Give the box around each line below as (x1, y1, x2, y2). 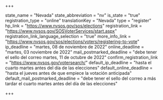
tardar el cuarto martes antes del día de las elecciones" (5, 81, 118, 87)
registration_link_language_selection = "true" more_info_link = (5, 33, 131, 39)
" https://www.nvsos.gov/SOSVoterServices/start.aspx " (5, 28, 117, 34)
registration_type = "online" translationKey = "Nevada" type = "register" (5, 18, 152, 23)
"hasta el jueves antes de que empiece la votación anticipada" (5, 70, 132, 76)
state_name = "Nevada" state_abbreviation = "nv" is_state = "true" (5, 12, 141, 18)
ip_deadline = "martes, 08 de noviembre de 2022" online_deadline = (5, 44, 144, 50)
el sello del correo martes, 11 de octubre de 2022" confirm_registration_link (5, 54, 158, 60)
